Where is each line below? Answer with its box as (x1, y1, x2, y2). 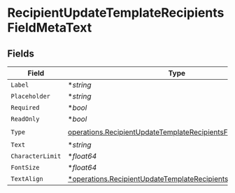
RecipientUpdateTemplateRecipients (7, 5, 225, 21)
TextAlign (10, 175, 43, 183)
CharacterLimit (10, 152, 62, 160)
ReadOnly (10, 115, 40, 123)
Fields (7, 48, 35, 59)
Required (10, 103, 40, 111)
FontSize (10, 164, 40, 171)
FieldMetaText (7, 20, 92, 36)
